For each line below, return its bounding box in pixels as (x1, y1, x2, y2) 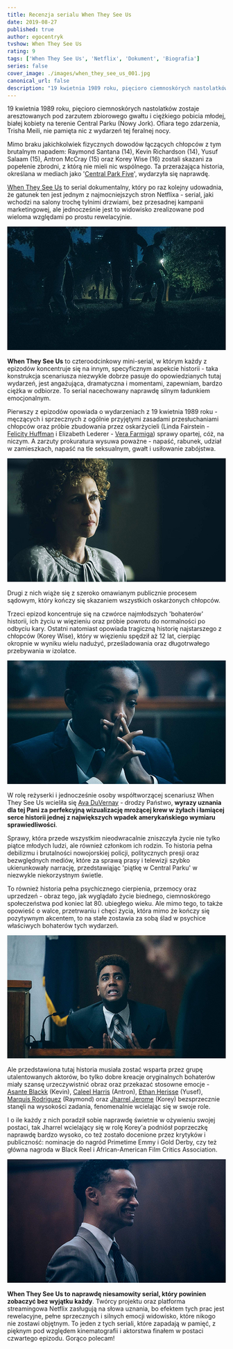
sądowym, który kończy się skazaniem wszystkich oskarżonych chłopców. (7, 596, 221, 605)
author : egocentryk (7, 33, 64, 40)
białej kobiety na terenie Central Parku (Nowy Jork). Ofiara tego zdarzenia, (7, 119, 221, 128)
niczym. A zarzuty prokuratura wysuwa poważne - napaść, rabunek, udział (7, 437, 222, 445)
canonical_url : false (7, 77, 70, 84)
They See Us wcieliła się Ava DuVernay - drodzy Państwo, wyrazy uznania (7, 798, 222, 806)
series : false (7, 63, 49, 70)
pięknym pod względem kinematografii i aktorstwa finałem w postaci (7, 1327, 204, 1335)
